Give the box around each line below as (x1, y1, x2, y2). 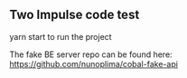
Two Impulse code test (9, 7, 140, 23)
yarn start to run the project (9, 31, 112, 42)
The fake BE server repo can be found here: (9, 49, 173, 60)
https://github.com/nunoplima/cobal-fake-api (9, 58, 179, 69)
